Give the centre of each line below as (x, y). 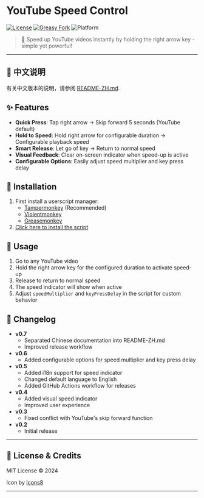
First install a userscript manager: (57, 201)
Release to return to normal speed (58, 280)
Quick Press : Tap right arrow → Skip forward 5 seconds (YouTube (97, 122)
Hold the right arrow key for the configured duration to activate (94, 268)
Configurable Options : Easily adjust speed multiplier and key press (99, 161)
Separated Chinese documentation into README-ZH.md (94, 340)
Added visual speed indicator (61, 399)
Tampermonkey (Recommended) (65, 208)
